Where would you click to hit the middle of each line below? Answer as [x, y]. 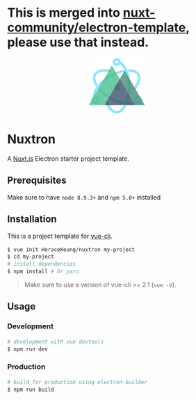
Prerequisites [37, 181]
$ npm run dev [28, 349]
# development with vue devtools [56, 342]
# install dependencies [42, 264]
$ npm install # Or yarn [43, 272]
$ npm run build [31, 390]
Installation [32, 219]
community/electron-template [97, 27]
